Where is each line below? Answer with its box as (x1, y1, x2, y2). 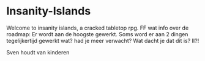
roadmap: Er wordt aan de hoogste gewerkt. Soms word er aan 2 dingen (6, 30, 188, 37)
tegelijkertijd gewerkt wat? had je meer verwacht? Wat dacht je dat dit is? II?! (6, 37, 199, 44)
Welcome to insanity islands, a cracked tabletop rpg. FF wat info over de (6, 24, 189, 31)
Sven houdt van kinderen (6, 48, 70, 56)
